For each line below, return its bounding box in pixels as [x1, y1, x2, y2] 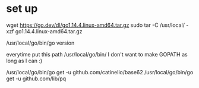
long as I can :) [6, 57, 43, 64]
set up [6, 2, 38, 15]
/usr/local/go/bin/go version [6, 39, 75, 46]
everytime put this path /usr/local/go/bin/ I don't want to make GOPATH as [6, 51, 188, 58]
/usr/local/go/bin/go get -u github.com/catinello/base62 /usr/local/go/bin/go [6, 68, 194, 76]
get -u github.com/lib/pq [6, 75, 67, 82]
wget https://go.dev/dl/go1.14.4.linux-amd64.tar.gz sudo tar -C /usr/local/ [6, 21, 185, 29]
